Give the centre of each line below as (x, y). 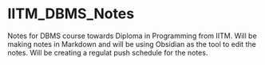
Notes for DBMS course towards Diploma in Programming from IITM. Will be (132, 36)
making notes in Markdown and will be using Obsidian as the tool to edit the (132, 44)
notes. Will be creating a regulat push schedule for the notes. (108, 52)
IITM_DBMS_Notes (71, 14)
